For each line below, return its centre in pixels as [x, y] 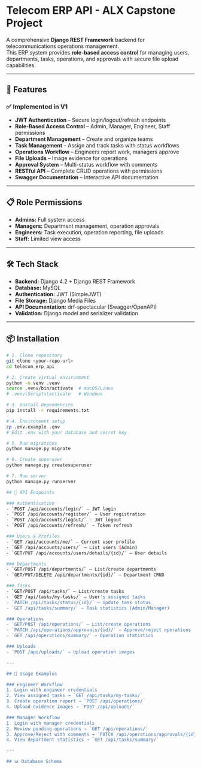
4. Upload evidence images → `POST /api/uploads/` [71, 707]
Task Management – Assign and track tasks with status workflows [97, 145]
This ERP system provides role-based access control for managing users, [98, 52]
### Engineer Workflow [34, 684]
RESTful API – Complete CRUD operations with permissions [89, 171]
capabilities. [21, 65]
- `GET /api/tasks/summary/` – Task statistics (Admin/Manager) [88, 608]
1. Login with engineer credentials [52, 690]
